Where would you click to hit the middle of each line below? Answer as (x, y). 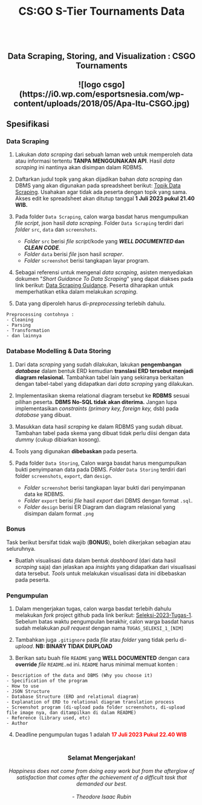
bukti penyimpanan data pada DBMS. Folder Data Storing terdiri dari (100, 469)
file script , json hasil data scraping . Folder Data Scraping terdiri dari (99, 223)
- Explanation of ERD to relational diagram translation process (90, 702)
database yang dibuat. (43, 415)
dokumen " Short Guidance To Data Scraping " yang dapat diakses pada (104, 279)
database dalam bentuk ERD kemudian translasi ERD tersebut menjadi (104, 371)
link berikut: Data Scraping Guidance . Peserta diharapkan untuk (94, 285)
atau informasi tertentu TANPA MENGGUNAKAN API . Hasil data (95, 161)
